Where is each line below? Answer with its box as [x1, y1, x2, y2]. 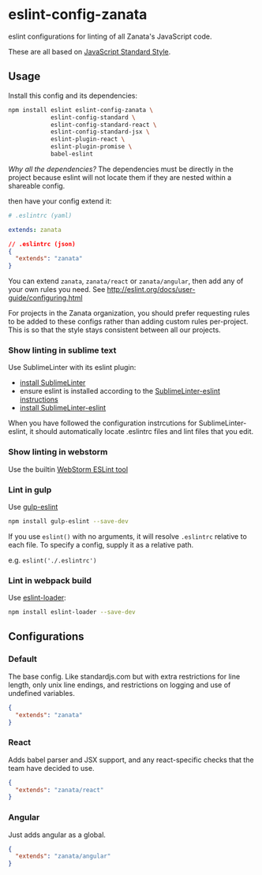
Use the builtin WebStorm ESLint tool [8, 464, 129, 474]
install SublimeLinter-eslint [19, 403, 107, 413]
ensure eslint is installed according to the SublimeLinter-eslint [19, 387, 221, 396]
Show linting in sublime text [8, 345, 117, 356]
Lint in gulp [8, 484, 52, 495]
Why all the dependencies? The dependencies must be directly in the [8, 164, 234, 174]
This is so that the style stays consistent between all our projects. [8, 325, 221, 335]
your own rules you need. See [8, 285, 106, 294]
